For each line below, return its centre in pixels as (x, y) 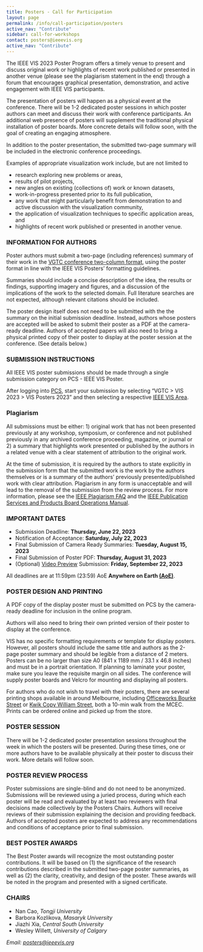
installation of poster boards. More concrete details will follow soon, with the (101, 126)
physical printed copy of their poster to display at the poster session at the (99, 337)
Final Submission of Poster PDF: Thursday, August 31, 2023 (91, 557)
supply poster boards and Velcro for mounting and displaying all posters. (97, 680)
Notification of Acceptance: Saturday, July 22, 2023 (81, 538)
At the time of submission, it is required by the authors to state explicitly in (99, 464)
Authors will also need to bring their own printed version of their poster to (98, 623)
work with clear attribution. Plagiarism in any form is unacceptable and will (99, 483)
